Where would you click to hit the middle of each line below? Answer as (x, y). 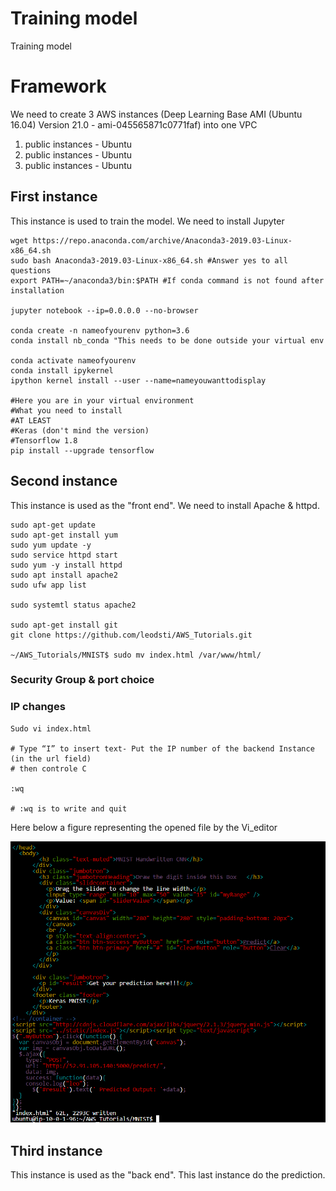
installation (37, 290)
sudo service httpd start (64, 555)
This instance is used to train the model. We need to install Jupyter (147, 221)
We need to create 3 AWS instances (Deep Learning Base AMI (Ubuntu (156, 114)
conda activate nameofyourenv (73, 360)
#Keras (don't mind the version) (80, 430)
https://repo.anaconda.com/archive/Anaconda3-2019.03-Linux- (162, 240)
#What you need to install (66, 410)
